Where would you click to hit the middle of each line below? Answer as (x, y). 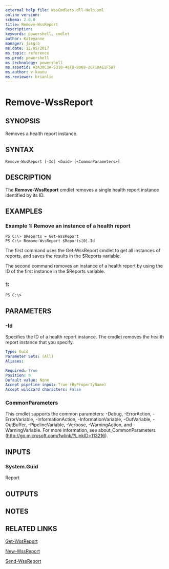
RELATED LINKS (31, 529)
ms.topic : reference (27, 53)
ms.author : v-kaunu (26, 72)
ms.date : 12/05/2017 (27, 48)
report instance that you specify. (40, 343)
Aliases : (15, 361)
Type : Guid (17, 352)
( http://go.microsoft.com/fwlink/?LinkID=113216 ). (57, 436)
